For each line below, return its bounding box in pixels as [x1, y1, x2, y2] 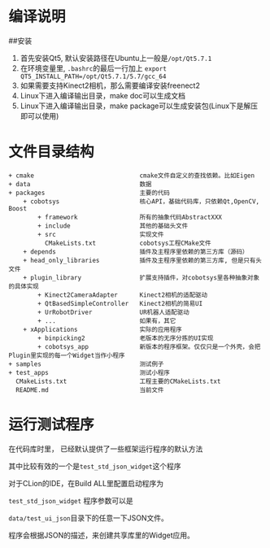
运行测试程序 [8, 415, 95, 434]
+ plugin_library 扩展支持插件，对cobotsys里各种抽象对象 [23, 273, 260, 281]
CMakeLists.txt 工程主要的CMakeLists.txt [15, 377, 221, 385]
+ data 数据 [8, 180, 152, 188]
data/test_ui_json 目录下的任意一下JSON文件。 [8, 513, 168, 523]
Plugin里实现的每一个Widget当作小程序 [8, 351, 125, 359]
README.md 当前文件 [15, 385, 164, 394]
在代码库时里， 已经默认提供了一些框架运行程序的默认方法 [8, 444, 203, 454]
